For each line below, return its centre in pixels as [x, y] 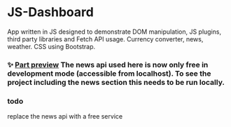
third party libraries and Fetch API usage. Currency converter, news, [105, 39]
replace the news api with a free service [65, 116]
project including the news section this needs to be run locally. [116, 82]
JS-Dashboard [51, 12]
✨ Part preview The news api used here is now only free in [108, 65]
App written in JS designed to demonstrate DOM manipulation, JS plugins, [114, 32]
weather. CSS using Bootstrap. [51, 46]
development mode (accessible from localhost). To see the [109, 73]
